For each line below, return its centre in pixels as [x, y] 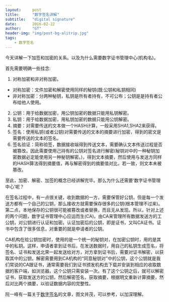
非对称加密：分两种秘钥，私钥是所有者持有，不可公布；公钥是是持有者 [85, 96]
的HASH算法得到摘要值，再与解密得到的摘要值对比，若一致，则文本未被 [87, 163]
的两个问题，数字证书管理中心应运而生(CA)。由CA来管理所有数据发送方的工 [83, 216]
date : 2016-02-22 [30, 24]
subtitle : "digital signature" [40, 19]
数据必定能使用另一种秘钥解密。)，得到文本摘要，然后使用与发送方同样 [89, 157]
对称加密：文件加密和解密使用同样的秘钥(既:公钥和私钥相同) [74, 90]
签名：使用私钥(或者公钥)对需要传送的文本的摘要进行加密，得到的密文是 [87, 132]
